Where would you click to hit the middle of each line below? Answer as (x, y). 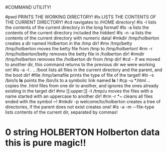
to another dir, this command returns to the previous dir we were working (80, 65)
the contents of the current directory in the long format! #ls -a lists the (77, 27)
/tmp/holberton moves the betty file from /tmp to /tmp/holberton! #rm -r (79, 49)
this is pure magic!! (46, 143)
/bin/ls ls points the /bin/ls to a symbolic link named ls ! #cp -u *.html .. (78, 80)
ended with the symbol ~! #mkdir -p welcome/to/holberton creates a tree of (83, 101)
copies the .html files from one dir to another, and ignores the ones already (82, 86)
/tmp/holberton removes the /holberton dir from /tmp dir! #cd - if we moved (83, 59)
